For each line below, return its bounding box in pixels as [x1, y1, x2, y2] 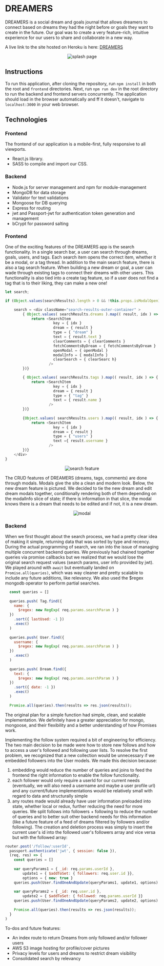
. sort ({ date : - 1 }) [14, 685, 56, 690]
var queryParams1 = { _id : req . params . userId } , [14, 866, 115, 871]
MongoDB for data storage [12, 189, 66, 195]
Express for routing [12, 205, 51, 211]
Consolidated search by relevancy [12, 955, 81, 961]
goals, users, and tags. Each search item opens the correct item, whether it [5, 254, 156, 260]
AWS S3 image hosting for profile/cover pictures [12, 945, 110, 951]
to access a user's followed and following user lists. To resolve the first [5, 747, 148, 753]
